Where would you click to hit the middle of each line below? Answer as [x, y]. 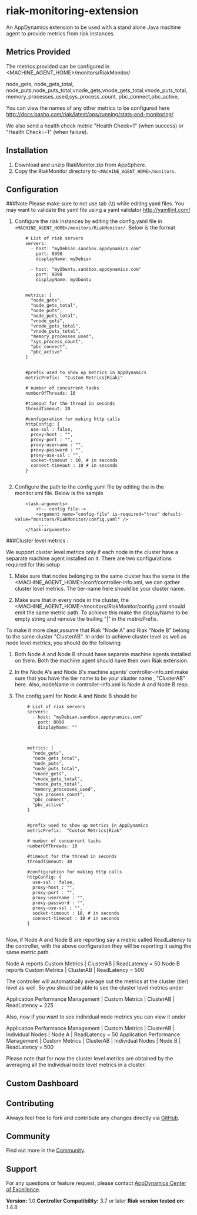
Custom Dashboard [42, 1083]
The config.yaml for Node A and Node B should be [76, 696]
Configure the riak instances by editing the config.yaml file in [89, 221]
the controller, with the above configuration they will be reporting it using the [99, 946]
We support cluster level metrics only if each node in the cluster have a [92, 552]
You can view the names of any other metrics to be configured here [88, 108]
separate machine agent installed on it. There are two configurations [89, 558]
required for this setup [33, 565]
